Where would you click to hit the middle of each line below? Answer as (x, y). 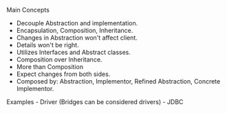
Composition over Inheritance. (59, 60)
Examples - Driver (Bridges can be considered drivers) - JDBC (95, 102)
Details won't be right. (48, 45)
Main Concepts (28, 10)
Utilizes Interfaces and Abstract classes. (74, 52)
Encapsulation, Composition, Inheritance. (75, 30)
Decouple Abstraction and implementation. (77, 23)
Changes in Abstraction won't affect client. (77, 38)
